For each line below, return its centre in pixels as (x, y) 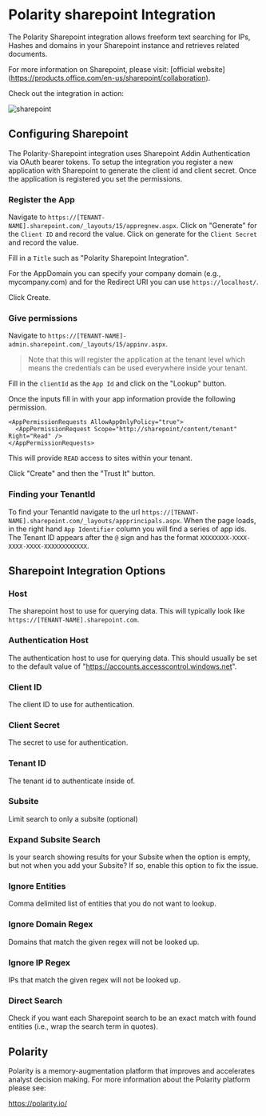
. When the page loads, (218, 520)
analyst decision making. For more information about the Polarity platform (129, 1080)
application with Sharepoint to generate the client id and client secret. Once (133, 170)
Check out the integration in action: (66, 93)
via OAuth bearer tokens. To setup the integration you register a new (121, 162)
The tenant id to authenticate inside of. (72, 781)
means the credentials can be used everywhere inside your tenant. (137, 368)
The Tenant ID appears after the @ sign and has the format (103, 537)
